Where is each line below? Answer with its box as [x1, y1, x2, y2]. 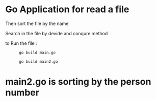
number [5, 87, 40, 98]
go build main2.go [18, 59, 58, 64]
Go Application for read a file [5, 4, 129, 15]
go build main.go [18, 50, 56, 55]
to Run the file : [5, 40, 37, 46]
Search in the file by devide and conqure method [5, 30, 108, 36]
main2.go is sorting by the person [5, 76, 151, 88]
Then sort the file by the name [5, 20, 69, 27]
